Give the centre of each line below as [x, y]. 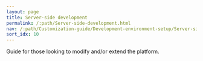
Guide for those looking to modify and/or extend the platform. [83, 51]
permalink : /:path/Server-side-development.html [69, 23]
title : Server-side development [47, 18]
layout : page [23, 12]
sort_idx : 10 [23, 34]
